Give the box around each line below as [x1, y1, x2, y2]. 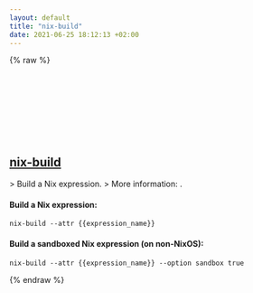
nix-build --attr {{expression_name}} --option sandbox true [9, 259, 245, 268]
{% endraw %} [9, 274, 65, 285]
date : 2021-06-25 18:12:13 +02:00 [9, 30, 140, 39]
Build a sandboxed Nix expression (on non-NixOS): [9, 238, 204, 249]
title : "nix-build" [9, 22, 83, 31]
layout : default [9, 13, 70, 23]
